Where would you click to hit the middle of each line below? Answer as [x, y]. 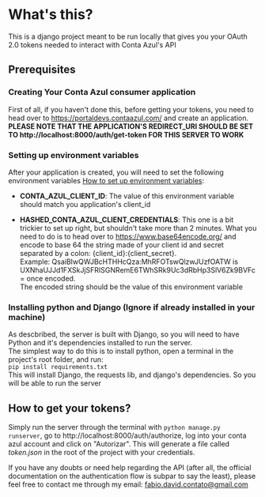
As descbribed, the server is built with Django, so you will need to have [124, 334]
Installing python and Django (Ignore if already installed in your [132, 307]
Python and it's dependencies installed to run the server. [100, 343]
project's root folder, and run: [56, 360]
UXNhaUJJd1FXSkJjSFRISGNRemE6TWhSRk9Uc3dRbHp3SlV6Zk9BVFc [137, 269]
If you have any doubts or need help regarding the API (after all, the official [130, 468]
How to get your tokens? [70, 408]
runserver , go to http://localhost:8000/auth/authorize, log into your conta [127, 435]
